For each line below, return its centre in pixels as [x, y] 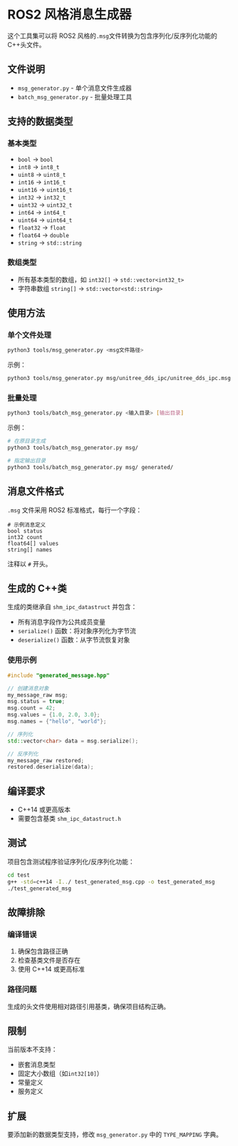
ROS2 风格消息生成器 [69, 15]
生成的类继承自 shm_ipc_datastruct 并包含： [72, 607]
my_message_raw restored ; [46, 760]
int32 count [25, 537]
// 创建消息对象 [28, 688]
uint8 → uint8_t [42, 175]
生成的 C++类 [37, 589]
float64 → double [43, 235]
